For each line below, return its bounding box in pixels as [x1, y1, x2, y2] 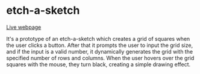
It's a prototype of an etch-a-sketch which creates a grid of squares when [6, 35, 190, 42]
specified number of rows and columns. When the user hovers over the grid [6, 54, 195, 61]
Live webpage [6, 23, 42, 31]
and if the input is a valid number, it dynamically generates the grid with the [6, 48, 193, 55]
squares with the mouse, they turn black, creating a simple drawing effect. [6, 61, 191, 68]
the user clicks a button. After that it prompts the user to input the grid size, [6, 42, 193, 49]
